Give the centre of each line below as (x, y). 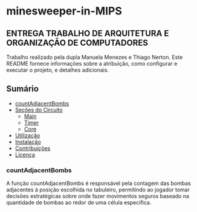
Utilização (27, 135)
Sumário (23, 89)
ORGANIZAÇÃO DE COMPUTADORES (77, 42)
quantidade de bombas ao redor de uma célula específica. (79, 202)
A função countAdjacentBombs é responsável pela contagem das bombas (99, 183)
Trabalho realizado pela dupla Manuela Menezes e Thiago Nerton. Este (95, 57)
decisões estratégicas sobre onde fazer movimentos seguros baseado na (98, 196)
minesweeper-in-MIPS (64, 11)
